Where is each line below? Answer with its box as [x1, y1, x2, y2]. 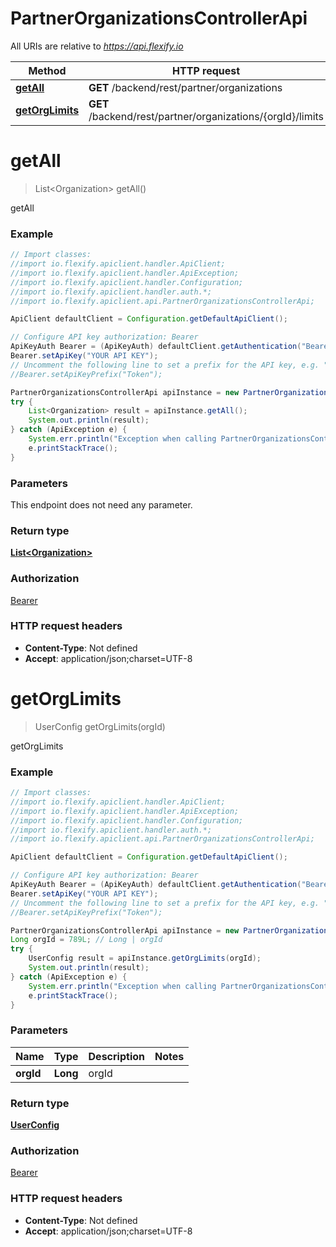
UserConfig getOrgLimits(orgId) [34, 720, 166, 732]
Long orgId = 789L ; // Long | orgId [10, 935, 163, 945]
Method [28, 63, 67, 77]
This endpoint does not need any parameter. [10, 498, 193, 511]
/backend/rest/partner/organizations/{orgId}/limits [88, 109, 325, 123]
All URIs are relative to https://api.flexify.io [10, 40, 184, 52]
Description [88, 1049, 145, 1063]
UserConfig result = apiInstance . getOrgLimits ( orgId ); [28, 953, 262, 964]
